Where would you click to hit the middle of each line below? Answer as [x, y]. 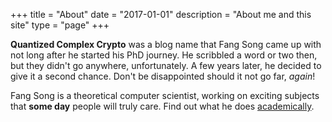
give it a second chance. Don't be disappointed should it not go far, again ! [163, 76]
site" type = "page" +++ [60, 25]
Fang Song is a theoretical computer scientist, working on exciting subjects [165, 95]
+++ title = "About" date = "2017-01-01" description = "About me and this [161, 14]
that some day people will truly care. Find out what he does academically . [162, 106]
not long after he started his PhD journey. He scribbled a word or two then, [164, 55]
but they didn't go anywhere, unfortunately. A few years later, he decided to [166, 65]
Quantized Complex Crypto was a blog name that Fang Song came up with [166, 44]
